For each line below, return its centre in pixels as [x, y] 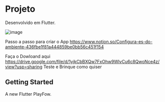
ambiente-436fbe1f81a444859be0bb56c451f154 [55, 47]
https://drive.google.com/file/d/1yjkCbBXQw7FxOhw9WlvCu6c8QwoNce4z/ [82, 61]
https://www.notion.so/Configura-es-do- [111, 41]
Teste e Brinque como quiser [73, 67]
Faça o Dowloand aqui [28, 56]
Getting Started [29, 82]
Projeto [20, 9]
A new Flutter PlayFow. [28, 94]
